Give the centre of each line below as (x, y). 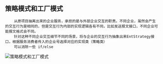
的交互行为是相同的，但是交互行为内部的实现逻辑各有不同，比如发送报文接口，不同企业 (80, 26)
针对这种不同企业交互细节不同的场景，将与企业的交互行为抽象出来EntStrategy (82, 36)
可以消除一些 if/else (34, 47)
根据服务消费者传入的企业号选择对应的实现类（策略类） (59, 42)
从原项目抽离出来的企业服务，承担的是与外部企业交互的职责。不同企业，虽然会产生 (85, 21)
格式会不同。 (27, 31)
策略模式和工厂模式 (34, 9)
